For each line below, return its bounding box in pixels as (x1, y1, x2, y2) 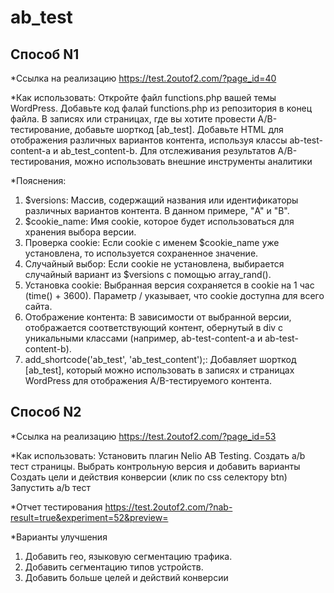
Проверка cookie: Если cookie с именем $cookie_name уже (24, 237, 280, 248)
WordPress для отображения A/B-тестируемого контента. (24, 375, 272, 386)
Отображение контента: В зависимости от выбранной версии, (24, 311, 292, 323)
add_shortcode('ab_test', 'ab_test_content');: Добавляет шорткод (24, 354, 297, 365)
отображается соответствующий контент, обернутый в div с (24, 322, 284, 333)
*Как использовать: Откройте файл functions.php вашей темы (10, 92, 277, 103)
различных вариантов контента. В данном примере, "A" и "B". (24, 205, 290, 216)
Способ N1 (10, 46, 80, 63)
